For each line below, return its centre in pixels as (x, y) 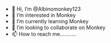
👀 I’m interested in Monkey (44, 15)
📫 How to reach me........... (44, 34)
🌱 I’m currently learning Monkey (50, 21)
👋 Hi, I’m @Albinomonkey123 (46, 9)
